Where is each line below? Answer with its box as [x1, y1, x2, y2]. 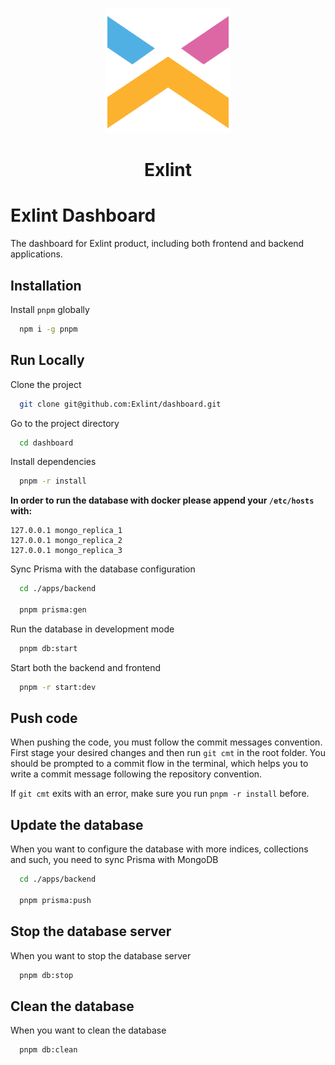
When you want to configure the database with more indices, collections [10, 843, 309, 855]
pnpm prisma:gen [19, 605, 87, 615]
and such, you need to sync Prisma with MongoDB [10, 854, 219, 866]
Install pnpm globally [10, 303, 90, 315]
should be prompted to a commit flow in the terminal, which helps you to [10, 758, 309, 770]
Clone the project [10, 378, 82, 390]
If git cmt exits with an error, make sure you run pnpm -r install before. [10, 788, 310, 800]
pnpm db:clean [19, 1045, 78, 1055]
